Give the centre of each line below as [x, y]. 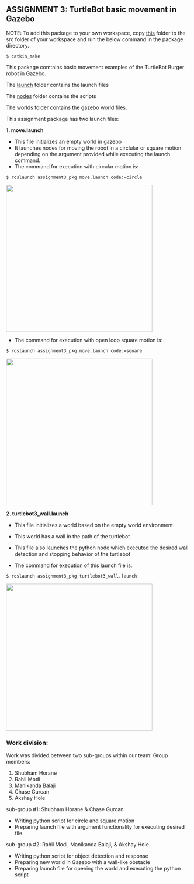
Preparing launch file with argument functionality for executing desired [100, 827]
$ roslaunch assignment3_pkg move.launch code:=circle [74, 177]
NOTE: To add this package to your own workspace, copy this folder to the [96, 33]
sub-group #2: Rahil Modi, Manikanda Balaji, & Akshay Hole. [78, 845]
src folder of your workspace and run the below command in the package [95, 39]
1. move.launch [25, 130]
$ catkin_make [23, 56]
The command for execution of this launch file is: [73, 565]
